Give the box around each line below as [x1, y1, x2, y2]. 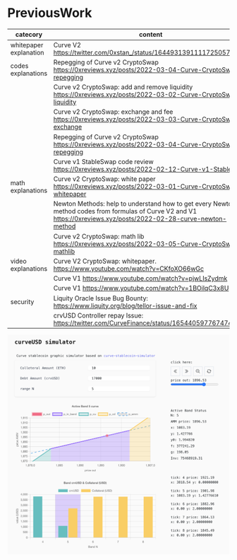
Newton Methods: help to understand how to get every [53, 199, 212, 208]
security [10, 298, 35, 306]
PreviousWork [7, 5, 92, 21]
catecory [15, 30, 43, 39]
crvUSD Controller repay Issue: [53, 311, 143, 320]
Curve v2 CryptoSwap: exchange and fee [53, 107, 174, 116]
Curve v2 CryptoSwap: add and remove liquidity [53, 83, 193, 91]
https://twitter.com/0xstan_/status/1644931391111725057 [53, 48, 231, 57]
